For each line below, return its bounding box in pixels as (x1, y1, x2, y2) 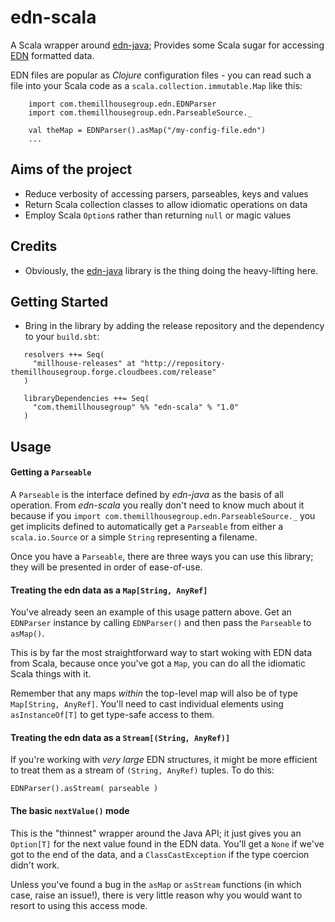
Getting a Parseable (10, 466, 92, 478)
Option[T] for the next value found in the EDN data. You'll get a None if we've (10, 837, 325, 850)
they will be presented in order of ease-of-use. (10, 561, 203, 573)
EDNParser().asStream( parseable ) (10, 784, 159, 794)
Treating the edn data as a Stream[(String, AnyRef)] (10, 731, 231, 743)
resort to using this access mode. (10, 899, 148, 911)
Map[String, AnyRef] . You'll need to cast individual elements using (10, 698, 284, 710)
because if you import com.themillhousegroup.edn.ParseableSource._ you (10, 509, 316, 521)
